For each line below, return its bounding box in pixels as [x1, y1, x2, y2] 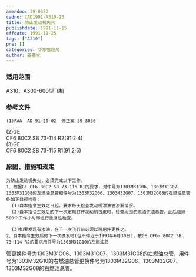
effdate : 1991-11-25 [6, 31, 57, 36]
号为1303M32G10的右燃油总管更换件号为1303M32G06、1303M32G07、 [6, 257, 181, 264]
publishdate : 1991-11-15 [6, 25, 67, 31]
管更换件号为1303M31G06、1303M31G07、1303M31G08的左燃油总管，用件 [6, 250, 190, 257]
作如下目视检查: [6, 196, 40, 202]
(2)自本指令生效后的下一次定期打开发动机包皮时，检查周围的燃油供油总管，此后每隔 [11, 209, 186, 215]
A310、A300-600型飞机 [6, 87, 65, 94]
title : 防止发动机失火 [6, 19, 56, 25]
